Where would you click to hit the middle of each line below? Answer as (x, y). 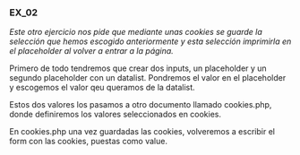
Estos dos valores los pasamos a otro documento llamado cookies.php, (141, 105)
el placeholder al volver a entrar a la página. (92, 51)
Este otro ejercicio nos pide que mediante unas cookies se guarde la (136, 32)
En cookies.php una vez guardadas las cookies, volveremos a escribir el (142, 132)
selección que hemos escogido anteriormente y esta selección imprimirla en (150, 41)
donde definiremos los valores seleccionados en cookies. (116, 115)
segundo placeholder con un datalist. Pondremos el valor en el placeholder (148, 78)
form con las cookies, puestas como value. (89, 142)
